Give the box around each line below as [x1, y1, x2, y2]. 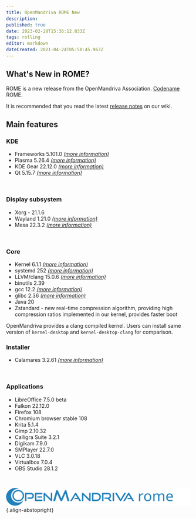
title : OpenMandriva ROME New [6, 9, 80, 15]
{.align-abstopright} [6, 507, 54, 514]
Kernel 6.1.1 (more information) [14, 261, 89, 268]
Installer [6, 343, 31, 351]
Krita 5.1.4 [14, 421, 39, 428]
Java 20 [14, 298, 35, 305]
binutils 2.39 [14, 280, 45, 287]
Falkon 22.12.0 [14, 402, 50, 409]
